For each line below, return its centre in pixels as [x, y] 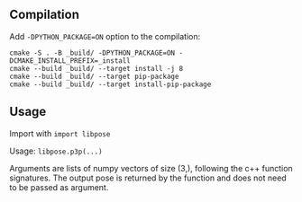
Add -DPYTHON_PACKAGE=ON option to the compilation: [105, 36]
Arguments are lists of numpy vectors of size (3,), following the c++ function [151, 168]
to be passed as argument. [59, 187]
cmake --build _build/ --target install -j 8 [96, 68]
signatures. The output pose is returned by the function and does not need [148, 178]
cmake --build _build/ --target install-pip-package [110, 84]
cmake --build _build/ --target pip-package [94, 76]
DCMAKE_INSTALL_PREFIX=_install [70, 61]
